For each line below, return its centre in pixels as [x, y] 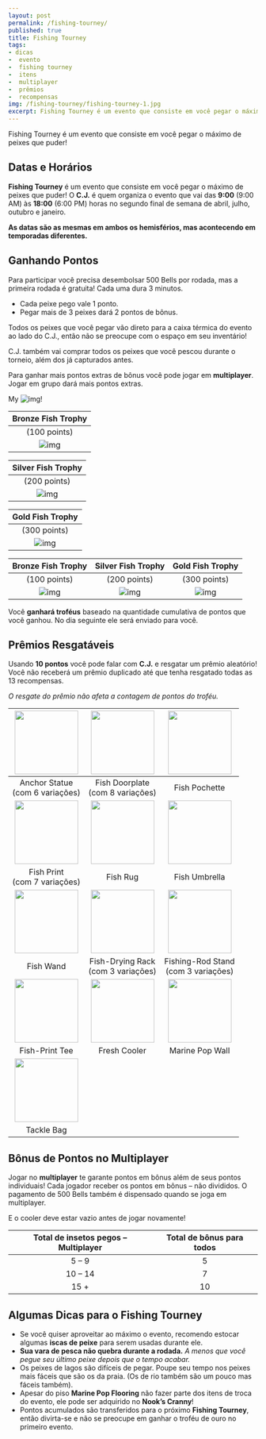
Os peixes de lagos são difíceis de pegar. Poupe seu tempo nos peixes [135, 1368]
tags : [17, 45]
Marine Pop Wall [199, 1051]
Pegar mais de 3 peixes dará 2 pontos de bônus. [99, 312]
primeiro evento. [46, 1427]
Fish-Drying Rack [123, 961]
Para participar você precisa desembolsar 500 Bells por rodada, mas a [123, 279]
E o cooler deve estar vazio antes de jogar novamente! [97, 1218]
